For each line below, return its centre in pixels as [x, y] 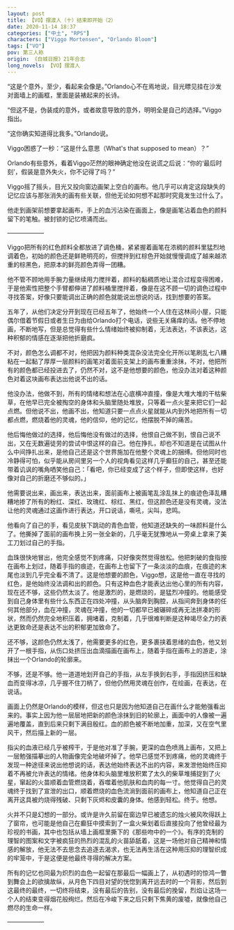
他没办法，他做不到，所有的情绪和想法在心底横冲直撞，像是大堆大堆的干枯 [114, 393]
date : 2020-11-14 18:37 [42, 26]
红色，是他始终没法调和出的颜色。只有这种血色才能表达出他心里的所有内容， [117, 584]
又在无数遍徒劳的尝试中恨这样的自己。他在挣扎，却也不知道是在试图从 [120, 443]
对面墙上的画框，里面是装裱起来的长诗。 [65, 95]
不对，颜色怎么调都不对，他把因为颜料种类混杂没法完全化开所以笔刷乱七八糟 [117, 352]
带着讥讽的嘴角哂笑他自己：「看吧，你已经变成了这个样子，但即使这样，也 [112, 469]
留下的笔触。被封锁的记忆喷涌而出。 [59, 219]
